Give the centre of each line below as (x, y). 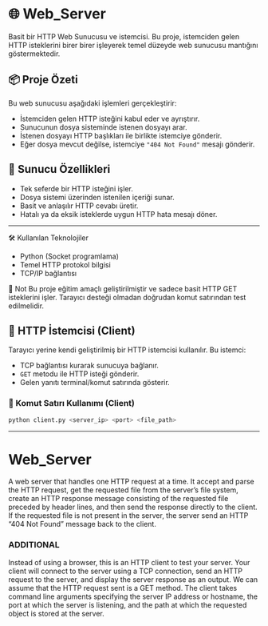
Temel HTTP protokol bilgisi (65, 264)
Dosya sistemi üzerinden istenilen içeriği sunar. (97, 197)
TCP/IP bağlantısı (48, 273)
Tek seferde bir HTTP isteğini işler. (76, 188)
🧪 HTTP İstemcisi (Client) (72, 330)
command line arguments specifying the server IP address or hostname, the (133, 596)
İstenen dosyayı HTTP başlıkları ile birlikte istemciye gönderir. (121, 135)
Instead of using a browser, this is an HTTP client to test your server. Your (129, 562)
